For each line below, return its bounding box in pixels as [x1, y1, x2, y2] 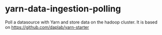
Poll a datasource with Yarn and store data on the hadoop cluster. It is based [5, 19, 158, 25]
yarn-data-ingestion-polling [5, 3, 121, 14]
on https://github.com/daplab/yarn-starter [5, 24, 89, 30]
